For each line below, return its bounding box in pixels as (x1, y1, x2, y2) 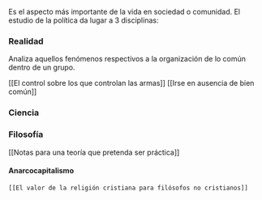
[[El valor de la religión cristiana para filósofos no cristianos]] (8, 184, 249, 192)
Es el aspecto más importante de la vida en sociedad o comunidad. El (8, 7, 241, 16)
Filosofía (8, 129, 44, 140)
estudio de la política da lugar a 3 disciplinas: (8, 15, 159, 25)
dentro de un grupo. (8, 62, 75, 72)
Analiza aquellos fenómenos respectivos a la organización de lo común (8, 54, 246, 64)
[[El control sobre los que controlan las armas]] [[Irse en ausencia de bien (8, 79, 255, 88)
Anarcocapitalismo (8, 166, 75, 176)
